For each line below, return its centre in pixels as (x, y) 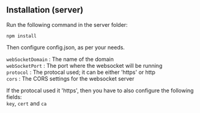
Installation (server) (45, 10)
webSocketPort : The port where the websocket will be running (84, 65)
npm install (21, 36)
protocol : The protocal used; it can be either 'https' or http (81, 72)
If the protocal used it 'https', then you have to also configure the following (100, 90)
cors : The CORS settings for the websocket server (70, 78)
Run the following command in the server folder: (67, 24)
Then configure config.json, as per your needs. (66, 47)
